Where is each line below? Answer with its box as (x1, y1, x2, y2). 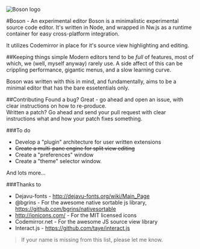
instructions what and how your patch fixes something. (6, 115, 143, 122)
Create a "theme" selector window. (14, 158, 102, 165)
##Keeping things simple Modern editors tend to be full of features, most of (6, 54, 194, 60)
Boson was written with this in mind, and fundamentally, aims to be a (6, 78, 177, 85)
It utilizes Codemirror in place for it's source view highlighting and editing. (6, 42, 190, 49)
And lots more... (6, 169, 46, 176)
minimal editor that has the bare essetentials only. (6, 84, 130, 91)
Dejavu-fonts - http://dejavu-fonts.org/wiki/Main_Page (14, 192, 150, 200)
